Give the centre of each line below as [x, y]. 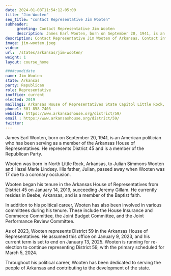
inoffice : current [25, 95]
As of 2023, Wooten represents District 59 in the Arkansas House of [77, 231]
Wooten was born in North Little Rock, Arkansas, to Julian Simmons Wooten [85, 164]
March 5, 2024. [21, 253]
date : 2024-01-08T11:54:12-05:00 [41, 10]
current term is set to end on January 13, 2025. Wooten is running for [78, 241]
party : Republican [25, 85]
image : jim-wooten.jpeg [31, 43]
